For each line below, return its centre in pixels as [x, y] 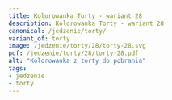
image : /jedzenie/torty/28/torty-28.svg [78, 46]
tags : [17, 69]
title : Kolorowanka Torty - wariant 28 [76, 16]
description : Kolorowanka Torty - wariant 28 [86, 23]
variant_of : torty [39, 38]
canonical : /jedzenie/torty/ [57, 31]
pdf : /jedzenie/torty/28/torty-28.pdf [73, 53]
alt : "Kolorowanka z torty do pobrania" [78, 61]
